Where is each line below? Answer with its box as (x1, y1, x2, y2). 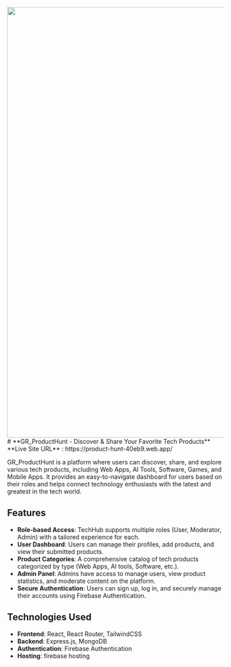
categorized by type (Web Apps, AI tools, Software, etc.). (16, 562, 179, 571)
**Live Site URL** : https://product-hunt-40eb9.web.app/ (7, 444, 173, 453)
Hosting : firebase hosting (16, 651, 90, 660)
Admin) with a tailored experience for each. (16, 533, 140, 541)
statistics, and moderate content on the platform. (16, 577, 156, 585)
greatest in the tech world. (7, 487, 82, 495)
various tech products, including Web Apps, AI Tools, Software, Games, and (7, 465, 222, 473)
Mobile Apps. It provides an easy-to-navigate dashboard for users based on (7, 473, 222, 481)
